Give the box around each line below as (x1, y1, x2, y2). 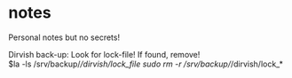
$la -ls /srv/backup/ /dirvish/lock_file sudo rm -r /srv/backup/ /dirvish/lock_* (8, 58, 284, 69)
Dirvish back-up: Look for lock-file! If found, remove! (8, 49, 201, 59)
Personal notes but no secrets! (8, 32, 121, 43)
